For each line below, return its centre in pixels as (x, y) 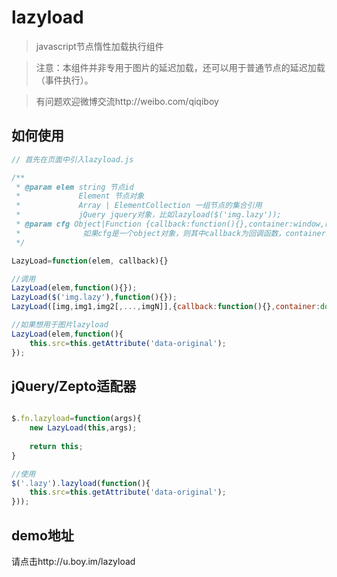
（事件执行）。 (64, 80)
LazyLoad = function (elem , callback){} (90, 261)
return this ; (56, 446)
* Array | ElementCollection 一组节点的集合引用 (139, 206)
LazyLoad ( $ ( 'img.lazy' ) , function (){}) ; (94, 297)
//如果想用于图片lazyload (60, 325)
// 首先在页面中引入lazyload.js (72, 159)
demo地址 (42, 535)
